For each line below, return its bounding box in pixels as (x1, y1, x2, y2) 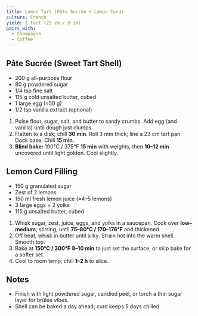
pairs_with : (6, 25, 36, 32)
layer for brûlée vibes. (14, 296, 69, 304)
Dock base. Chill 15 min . (14, 137, 75, 144)
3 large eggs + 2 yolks (14, 201, 70, 209)
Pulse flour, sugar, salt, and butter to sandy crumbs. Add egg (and (14, 117, 177, 125)
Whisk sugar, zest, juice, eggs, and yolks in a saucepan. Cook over (14, 219, 179, 227)
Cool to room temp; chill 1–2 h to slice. (14, 257, 109, 264)
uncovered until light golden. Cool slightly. (14, 149, 118, 156)
